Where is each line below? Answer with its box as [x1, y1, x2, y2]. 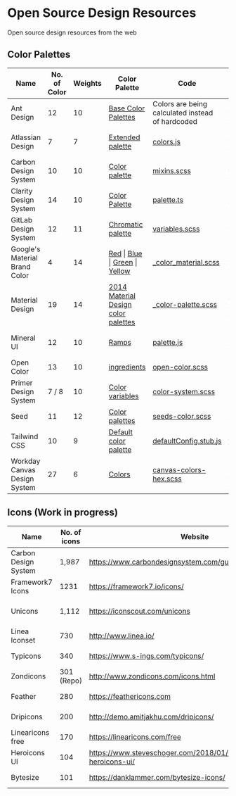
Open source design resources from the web [7, 28, 137, 37]
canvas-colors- [152, 465, 206, 474]
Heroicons [11, 747, 46, 757]
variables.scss [152, 224, 200, 234]
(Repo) [59, 676, 83, 686]
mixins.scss [152, 165, 192, 175]
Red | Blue [108, 248, 143, 258]
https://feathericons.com [88, 691, 171, 701]
